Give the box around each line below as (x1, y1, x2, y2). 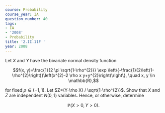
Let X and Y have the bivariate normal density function (5, 57, 117, 63)
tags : (5, 21, 16, 26)
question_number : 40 (5, 16, 48, 21)
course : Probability (5, 7, 48, 12)
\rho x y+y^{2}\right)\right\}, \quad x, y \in (69, 72, 156, 78)
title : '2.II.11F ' (5, 39, 46, 44)
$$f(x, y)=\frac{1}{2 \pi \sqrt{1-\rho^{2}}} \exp (12, 67, 107, 73)
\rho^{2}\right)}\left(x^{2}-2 (11, 72, 69, 78)
